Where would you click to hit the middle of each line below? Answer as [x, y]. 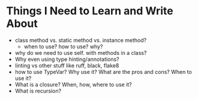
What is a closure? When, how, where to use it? [73, 84]
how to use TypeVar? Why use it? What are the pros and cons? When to [103, 72]
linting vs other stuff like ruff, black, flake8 [67, 65]
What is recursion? [38, 91]
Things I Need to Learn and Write [90, 11]
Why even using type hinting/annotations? [67, 59]
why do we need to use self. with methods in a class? [81, 52]
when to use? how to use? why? [63, 47]
